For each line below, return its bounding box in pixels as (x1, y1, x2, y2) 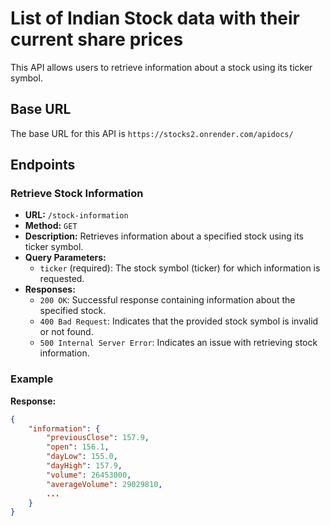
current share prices (10, 28, 184, 51)
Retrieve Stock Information (10, 187, 144, 201)
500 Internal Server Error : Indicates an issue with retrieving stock (39, 337, 318, 349)
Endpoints (10, 157, 76, 174)
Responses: (24, 283, 76, 296)
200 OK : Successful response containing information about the (39, 294, 296, 306)
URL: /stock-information (24, 209, 129, 221)
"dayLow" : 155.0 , (46, 452, 118, 462)
